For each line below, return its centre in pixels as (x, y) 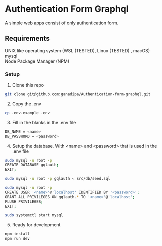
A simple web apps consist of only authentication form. (62, 23)
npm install (17, 234)
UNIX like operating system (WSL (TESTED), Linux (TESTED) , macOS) (78, 50)
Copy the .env (27, 104)
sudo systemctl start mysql (34, 215)
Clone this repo (28, 85)
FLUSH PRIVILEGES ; (24, 202)
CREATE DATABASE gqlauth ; (32, 165)
